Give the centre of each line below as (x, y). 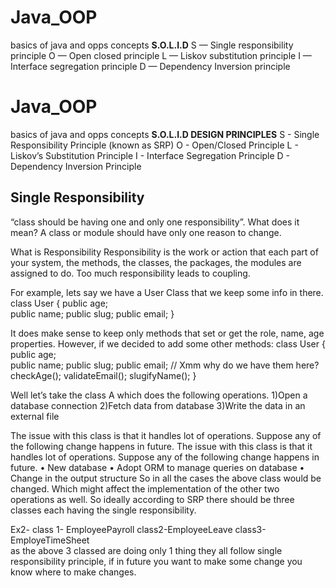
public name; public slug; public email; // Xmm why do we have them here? (165, 365)
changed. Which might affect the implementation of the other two (145, 488)
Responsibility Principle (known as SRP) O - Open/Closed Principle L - (154, 145)
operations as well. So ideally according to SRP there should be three (152, 499)
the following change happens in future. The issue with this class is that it (161, 446)
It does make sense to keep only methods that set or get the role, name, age (167, 333)
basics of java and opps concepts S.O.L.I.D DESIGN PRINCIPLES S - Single (165, 134)
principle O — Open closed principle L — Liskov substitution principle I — (161, 55)
